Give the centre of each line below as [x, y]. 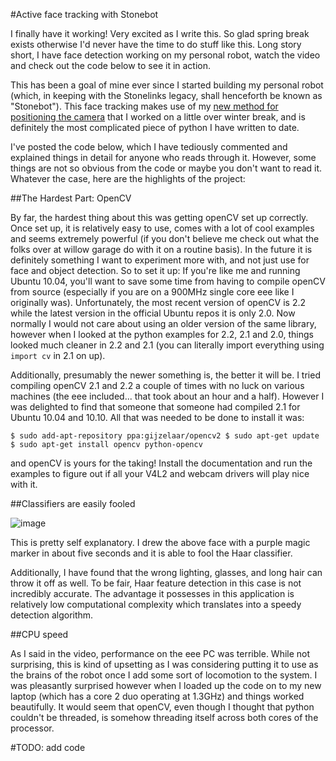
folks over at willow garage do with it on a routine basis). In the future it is [161, 249]
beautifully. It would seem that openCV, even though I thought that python [162, 707]
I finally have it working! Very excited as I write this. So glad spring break [160, 33]
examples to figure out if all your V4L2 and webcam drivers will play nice [160, 473]
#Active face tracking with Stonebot [84, 14]
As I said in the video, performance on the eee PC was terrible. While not [160, 653]
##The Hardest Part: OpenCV [71, 198]
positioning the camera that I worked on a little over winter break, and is [158, 117]
